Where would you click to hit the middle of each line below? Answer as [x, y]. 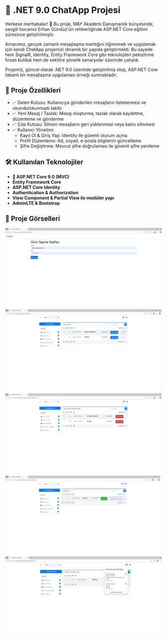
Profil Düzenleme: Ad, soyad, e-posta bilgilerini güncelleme [81, 141]
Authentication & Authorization [45, 192]
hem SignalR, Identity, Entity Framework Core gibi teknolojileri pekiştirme [80, 55]
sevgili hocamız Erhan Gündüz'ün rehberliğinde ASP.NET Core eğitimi [77, 29]
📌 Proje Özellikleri [33, 91]
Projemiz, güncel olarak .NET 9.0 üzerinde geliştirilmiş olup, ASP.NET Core [82, 70]
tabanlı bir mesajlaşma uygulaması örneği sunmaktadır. [61, 75]
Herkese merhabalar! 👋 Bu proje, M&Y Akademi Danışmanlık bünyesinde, [80, 24]
